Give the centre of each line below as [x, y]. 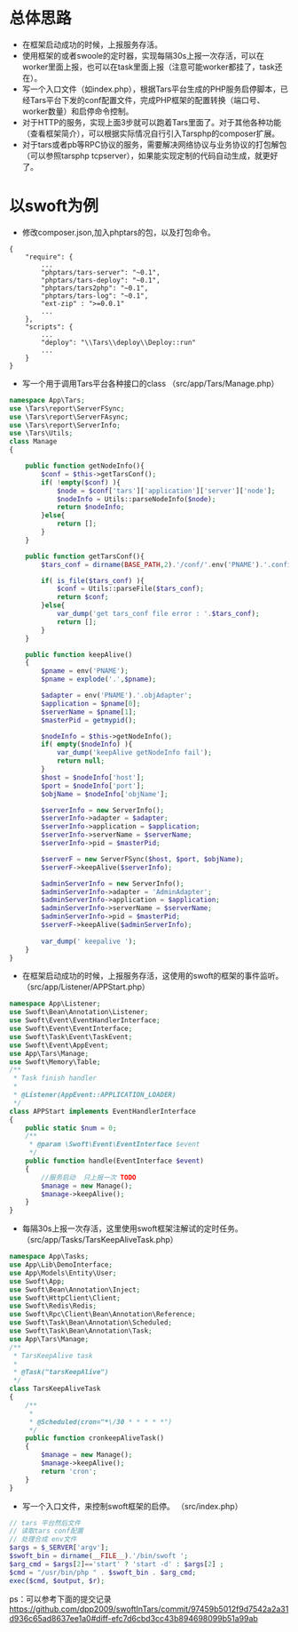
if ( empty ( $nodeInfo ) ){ [87, 744]
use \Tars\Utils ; [41, 433]
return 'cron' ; [69, 1471]
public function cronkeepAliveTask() [95, 1438]
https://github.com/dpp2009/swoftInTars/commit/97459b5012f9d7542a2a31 [149, 1609]
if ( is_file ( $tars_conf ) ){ [93, 580]
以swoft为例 [54, 206]
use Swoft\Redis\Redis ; [53, 1306]
